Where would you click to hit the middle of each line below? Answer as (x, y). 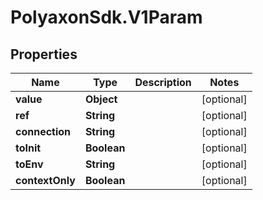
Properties (44, 54)
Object (101, 99)
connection (43, 131)
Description (163, 82)
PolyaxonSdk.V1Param (106, 17)
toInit (28, 148)
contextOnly (45, 180)
